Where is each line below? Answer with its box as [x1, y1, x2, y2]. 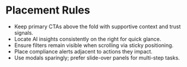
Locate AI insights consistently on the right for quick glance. [14, 35, 161, 42]
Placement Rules [5, 4, 90, 17]
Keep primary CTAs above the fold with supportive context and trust [14, 23, 181, 30]
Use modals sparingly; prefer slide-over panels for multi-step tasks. [14, 54, 180, 61]
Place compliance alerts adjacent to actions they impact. [14, 48, 153, 55]
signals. [14, 29, 34, 36]
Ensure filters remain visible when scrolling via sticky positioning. [14, 42, 174, 49]
